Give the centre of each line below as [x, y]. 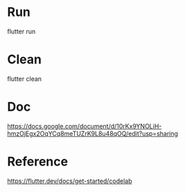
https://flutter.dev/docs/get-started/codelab [70, 181]
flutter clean [25, 79]
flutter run [21, 31]
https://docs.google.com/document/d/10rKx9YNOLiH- [85, 126]
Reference [37, 161]
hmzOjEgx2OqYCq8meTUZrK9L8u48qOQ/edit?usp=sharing [93, 134]
